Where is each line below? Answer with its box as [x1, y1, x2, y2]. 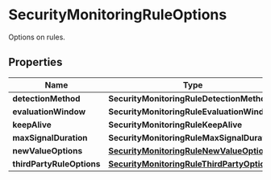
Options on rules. [8, 32, 66, 42]
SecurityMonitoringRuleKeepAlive [108, 119, 243, 130]
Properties [8, 55, 63, 69]
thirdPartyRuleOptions [12, 158, 101, 170]
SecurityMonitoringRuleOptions [8, 6, 227, 24]
